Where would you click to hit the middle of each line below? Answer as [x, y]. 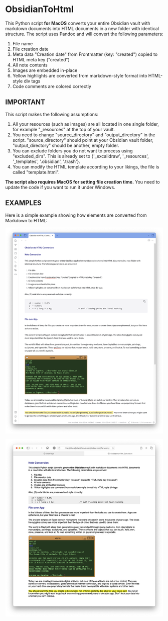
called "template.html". [36, 172]
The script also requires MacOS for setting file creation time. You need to [82, 182]
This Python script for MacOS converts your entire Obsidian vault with [78, 23]
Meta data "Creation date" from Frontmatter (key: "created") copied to [85, 54]
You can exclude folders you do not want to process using [72, 151]
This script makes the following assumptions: [52, 114]
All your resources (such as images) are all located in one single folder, [86, 124]
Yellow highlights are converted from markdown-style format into [80, 75]
